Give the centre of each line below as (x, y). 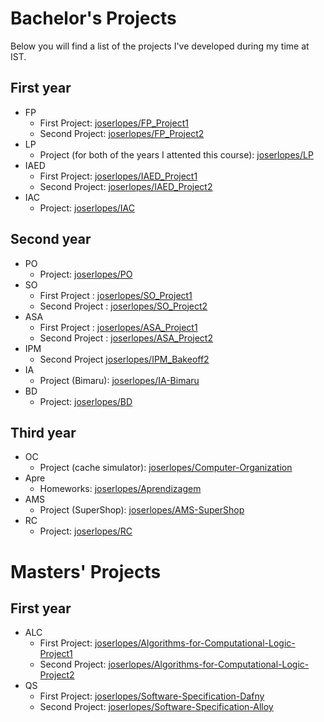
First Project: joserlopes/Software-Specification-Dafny (152, 696)
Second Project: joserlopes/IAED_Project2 (126, 186)
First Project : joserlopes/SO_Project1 (116, 295)
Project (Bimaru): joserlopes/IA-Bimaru (119, 380)
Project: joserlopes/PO (86, 274)
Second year (51, 239)
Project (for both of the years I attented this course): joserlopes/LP (176, 154)
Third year (43, 432)
